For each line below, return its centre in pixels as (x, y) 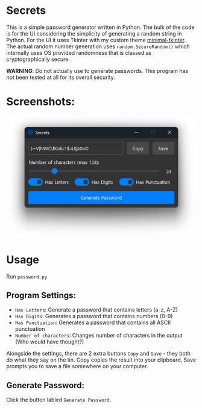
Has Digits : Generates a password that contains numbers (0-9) (94, 316)
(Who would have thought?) (49, 342)
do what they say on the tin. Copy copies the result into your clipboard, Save (101, 360)
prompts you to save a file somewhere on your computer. (77, 366)
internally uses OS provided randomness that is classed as (79, 52)
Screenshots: (41, 102)
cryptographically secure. (38, 59)
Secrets (26, 11)
